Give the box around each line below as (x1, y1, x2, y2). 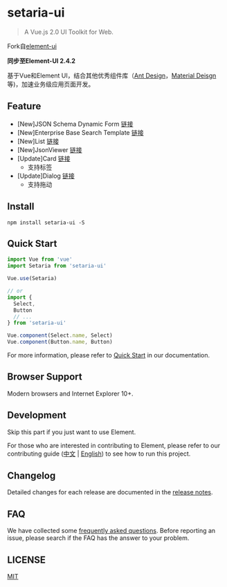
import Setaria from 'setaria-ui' (7, 263, 107, 270)
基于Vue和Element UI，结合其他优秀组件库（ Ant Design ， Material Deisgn (7, 71, 217, 80)
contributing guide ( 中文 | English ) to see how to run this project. (7, 449, 191, 458)
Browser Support (7, 371, 83, 383)
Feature (7, 100, 42, 112)
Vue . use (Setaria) (7, 275, 57, 282)
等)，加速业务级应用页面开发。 (7, 80, 95, 88)
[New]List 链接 (17, 137, 60, 145)
